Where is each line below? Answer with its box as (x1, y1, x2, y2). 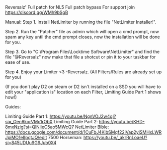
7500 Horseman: (48, 135, 83, 140)
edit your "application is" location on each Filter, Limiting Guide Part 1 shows (5, 89, 162, 95)
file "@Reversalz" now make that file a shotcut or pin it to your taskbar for (5, 54, 156, 60)
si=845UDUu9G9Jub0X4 (5, 140, 57, 146)
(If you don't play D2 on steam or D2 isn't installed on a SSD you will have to (5, 84, 161, 90)
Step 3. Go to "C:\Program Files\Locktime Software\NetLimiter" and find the (5, 49, 160, 54)
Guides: (5, 104, 21, 109)
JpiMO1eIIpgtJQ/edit (5, 135, 47, 140)
